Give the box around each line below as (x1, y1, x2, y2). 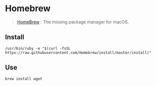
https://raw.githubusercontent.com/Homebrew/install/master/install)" (5, 50, 152, 55)
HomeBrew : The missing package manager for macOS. (17, 19, 129, 25)
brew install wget (5, 76, 42, 81)
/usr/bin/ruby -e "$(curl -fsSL (5, 46, 71, 51)
